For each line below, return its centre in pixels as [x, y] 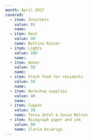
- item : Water [25, 63]
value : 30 [25, 110]
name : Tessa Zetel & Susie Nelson [51, 115]
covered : [15, 15]
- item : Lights [26, 48]
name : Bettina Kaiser [37, 44]
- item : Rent [24, 34]
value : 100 [26, 53]
